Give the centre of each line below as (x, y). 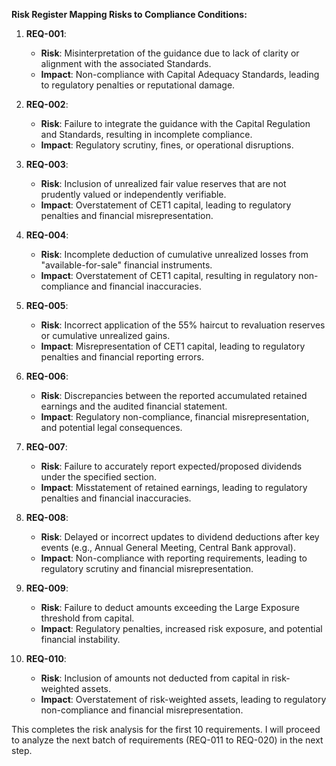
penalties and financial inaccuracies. (116, 498)
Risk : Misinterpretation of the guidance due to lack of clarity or (170, 53)
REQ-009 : (47, 588)
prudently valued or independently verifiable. (133, 194)
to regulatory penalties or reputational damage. (138, 85)
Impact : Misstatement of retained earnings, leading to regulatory (174, 487)
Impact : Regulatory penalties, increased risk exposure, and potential (181, 628)
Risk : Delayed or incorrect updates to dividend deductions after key (180, 537)
